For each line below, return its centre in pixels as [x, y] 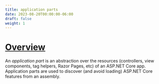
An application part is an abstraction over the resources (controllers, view [80, 61]
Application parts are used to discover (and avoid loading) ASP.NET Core [79, 71]
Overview [25, 47]
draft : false [18, 19]
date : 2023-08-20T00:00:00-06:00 [39, 14]
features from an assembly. [33, 77]
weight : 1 [15, 23]
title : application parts [31, 10]
